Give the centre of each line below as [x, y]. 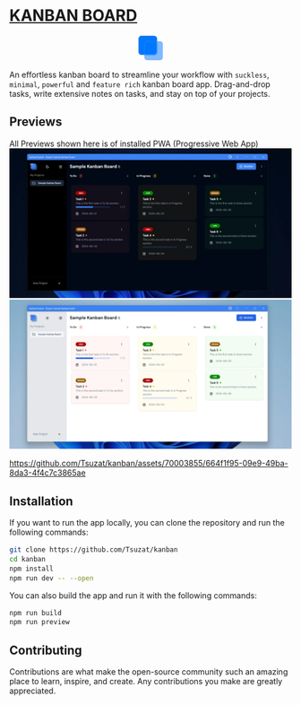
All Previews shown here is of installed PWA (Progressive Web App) [134, 144]
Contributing [46, 650]
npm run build [36, 613]
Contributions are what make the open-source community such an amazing [149, 672]
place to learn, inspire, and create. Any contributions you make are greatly [146, 682]
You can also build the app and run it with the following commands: [133, 595]
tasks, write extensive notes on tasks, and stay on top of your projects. [140, 93]
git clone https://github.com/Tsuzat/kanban [94, 550]
